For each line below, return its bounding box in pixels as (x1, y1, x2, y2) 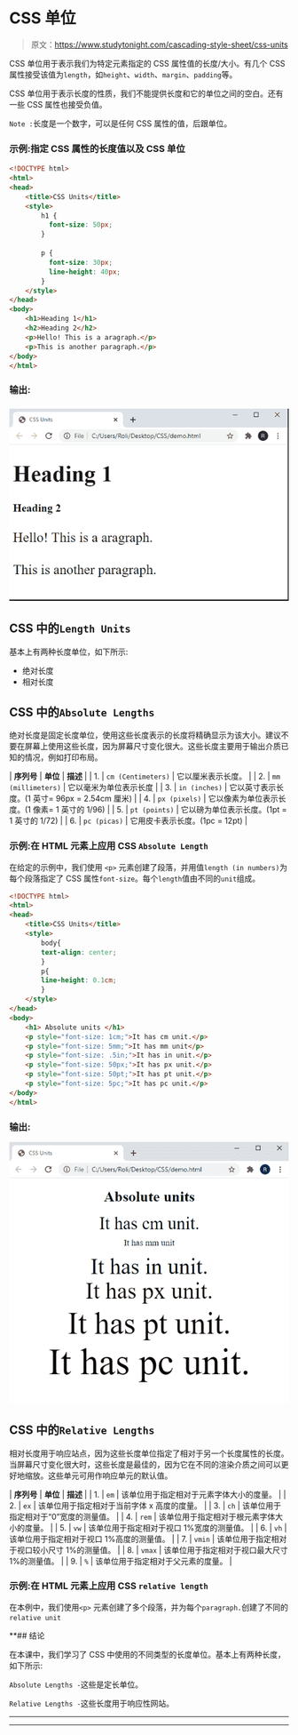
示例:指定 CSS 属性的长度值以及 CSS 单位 (9, 142, 186, 155)
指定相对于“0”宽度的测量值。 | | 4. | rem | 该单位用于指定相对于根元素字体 (9, 1511, 276, 1522)
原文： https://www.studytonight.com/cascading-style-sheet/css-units (30, 39, 288, 50)
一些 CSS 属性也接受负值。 (9, 99, 108, 109)
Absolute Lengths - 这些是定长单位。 (9, 1679, 144, 1690)
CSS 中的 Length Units (9, 621, 131, 636)
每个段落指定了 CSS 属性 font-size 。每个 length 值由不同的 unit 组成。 (9, 873, 261, 883)
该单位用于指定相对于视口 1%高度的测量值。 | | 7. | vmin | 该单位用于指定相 (9, 1533, 279, 1544)
